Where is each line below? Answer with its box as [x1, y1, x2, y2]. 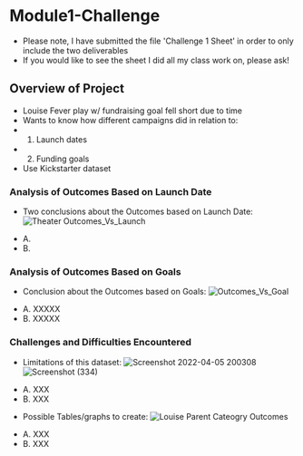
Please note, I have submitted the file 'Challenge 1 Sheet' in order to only [22, 35, 295, 46]
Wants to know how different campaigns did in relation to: [22, 114, 239, 125]
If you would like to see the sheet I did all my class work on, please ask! [22, 54, 290, 65]
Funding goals [35, 153, 90, 164]
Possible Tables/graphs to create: [22, 411, 149, 422]
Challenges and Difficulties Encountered [9, 336, 192, 349]
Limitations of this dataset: [22, 356, 122, 367]
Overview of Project [9, 81, 125, 96]
